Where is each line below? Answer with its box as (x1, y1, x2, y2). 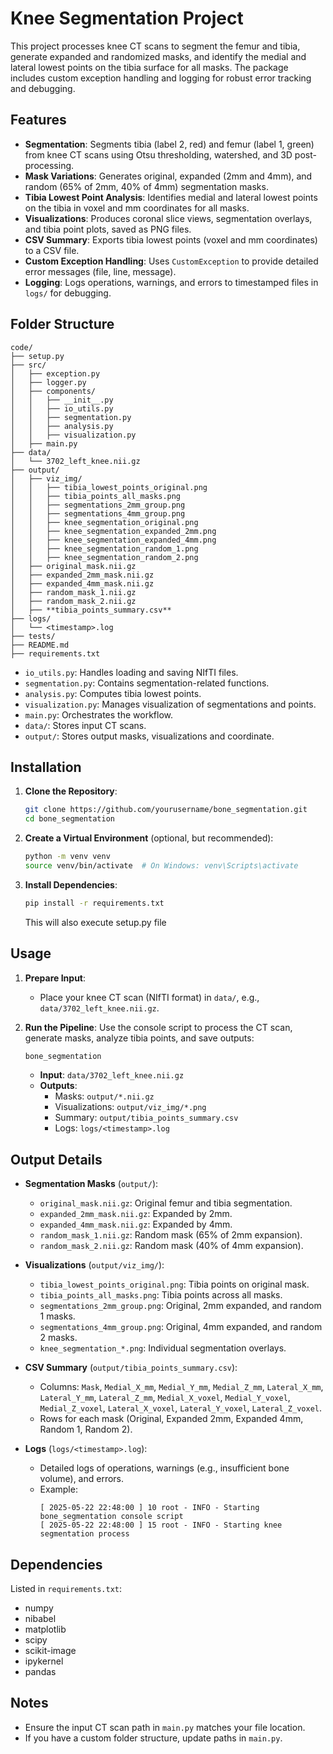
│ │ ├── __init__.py (10, 395, 114, 405)
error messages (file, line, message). (24, 265, 177, 277)
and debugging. (10, 82, 76, 94)
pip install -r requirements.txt (24, 898, 165, 908)
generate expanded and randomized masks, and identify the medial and (10, 50, 307, 62)
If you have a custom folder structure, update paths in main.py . (24, 1732, 283, 1744)
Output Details (10, 1151, 103, 1168)
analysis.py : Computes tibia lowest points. (24, 687, 202, 699)
